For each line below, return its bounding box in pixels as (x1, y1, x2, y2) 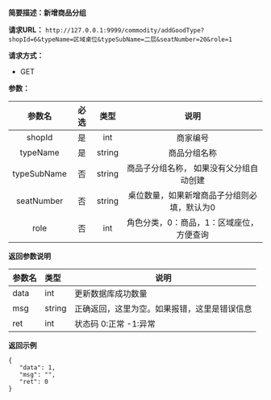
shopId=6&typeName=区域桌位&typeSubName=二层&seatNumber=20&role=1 (8, 35, 232, 44)
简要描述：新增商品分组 (8, 8, 86, 17)
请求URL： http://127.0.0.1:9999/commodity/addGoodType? (8, 25, 205, 35)
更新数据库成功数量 (74, 288, 148, 299)
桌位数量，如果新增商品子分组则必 (127, 190, 258, 201)
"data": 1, (19, 364, 56, 372)
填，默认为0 (169, 202, 216, 213)
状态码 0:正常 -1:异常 (74, 319, 156, 329)
